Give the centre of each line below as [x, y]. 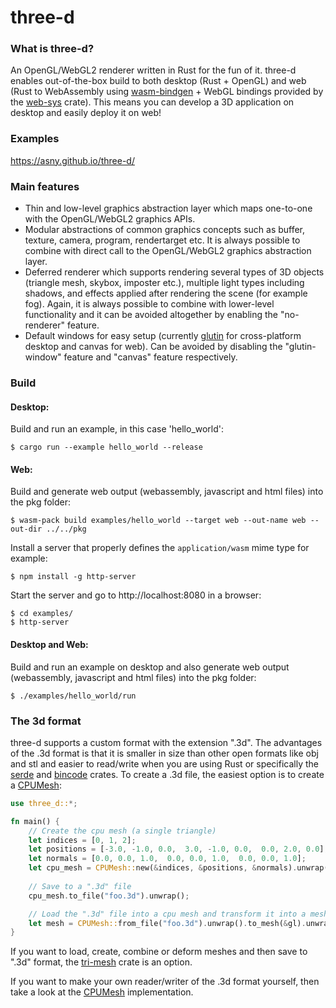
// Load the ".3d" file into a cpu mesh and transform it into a [167, 914]
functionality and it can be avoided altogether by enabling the [151, 315]
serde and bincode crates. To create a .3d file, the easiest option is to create [167, 774]
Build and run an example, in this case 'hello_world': [117, 429]
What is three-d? [52, 49]
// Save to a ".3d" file [80, 886]
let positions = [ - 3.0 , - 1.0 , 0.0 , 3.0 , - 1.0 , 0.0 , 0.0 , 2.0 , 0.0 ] [176, 849]
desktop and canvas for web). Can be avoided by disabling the [153, 347]
